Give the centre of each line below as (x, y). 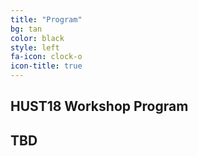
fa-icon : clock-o (46, 57)
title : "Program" (46, 19)
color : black (37, 38)
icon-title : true (46, 66)
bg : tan (26, 29)
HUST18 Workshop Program (99, 106)
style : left (35, 47)
